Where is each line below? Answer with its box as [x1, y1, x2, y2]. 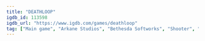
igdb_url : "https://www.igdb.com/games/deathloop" [6, 20, 138, 26]
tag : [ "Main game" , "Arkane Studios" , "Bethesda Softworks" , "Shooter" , [6, 25, 195, 32]
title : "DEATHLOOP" [6, 8, 56, 15]
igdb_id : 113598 [6, 14, 48, 20]
